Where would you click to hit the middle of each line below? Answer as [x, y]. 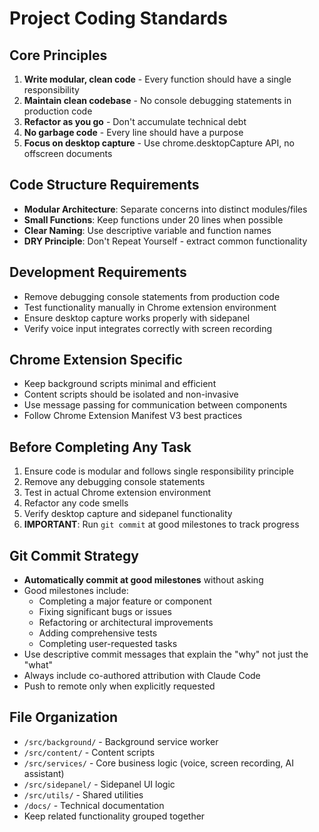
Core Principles [58, 55]
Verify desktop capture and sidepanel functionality [128, 514]
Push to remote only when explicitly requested [119, 686]
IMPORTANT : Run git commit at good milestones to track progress [161, 524]
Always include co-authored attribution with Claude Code [142, 676]
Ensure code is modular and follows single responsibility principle [158, 471]
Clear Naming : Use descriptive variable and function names [147, 230]
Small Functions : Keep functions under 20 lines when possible [153, 219]
